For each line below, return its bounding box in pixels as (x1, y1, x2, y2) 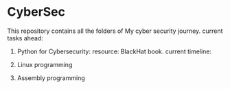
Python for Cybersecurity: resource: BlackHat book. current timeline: (16, 47, 211, 55)
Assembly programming (16, 73, 85, 82)
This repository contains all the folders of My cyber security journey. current (7, 27, 223, 35)
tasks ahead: (7, 34, 43, 42)
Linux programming (16, 60, 73, 68)
